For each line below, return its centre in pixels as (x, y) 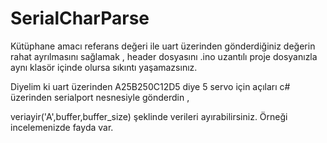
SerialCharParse (80, 18)
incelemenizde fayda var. (62, 127)
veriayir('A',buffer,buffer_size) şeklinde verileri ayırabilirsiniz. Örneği (149, 116)
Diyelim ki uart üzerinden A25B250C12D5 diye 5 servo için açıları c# (150, 86)
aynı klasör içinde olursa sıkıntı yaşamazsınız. (104, 67)
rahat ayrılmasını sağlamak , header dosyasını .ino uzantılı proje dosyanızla (164, 56)
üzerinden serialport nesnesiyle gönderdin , (100, 97)
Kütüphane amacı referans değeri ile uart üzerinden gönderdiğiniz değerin (163, 46)
